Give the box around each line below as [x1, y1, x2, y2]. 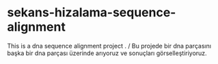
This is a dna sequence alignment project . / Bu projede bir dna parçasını [7, 42, 212, 50]
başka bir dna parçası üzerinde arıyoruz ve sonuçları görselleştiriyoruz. [7, 49, 207, 57]
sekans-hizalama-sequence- [7, 5, 176, 20]
